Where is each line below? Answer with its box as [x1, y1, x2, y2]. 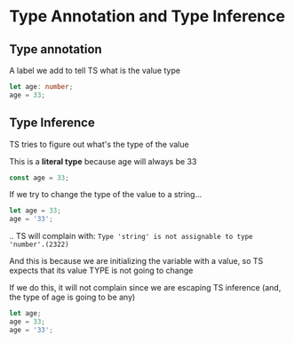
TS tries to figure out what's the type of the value [9, 139, 189, 149]
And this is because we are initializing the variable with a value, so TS [9, 256, 264, 267]
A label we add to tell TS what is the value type [9, 65, 180, 76]
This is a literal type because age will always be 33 [9, 156, 197, 166]
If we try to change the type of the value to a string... [9, 189, 203, 200]
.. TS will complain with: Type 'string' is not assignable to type [9, 231, 253, 242]
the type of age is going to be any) [9, 291, 136, 303]
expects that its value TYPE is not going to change [9, 265, 194, 276]
